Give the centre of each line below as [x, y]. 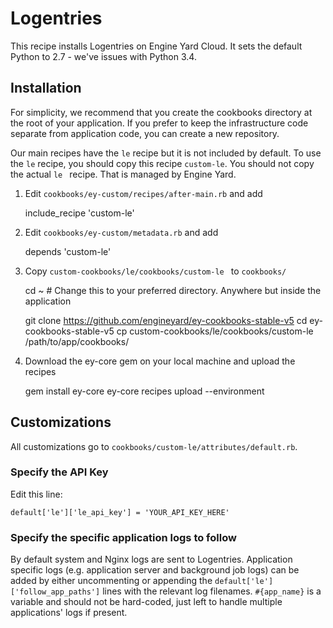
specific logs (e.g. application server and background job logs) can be [155, 570]
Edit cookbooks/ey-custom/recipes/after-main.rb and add [143, 193]
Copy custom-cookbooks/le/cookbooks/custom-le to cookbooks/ [155, 271]
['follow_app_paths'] [55, 592]
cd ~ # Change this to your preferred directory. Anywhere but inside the [173, 290]
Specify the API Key [59, 472]
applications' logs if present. [69, 613]
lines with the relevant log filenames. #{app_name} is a [212, 591]
